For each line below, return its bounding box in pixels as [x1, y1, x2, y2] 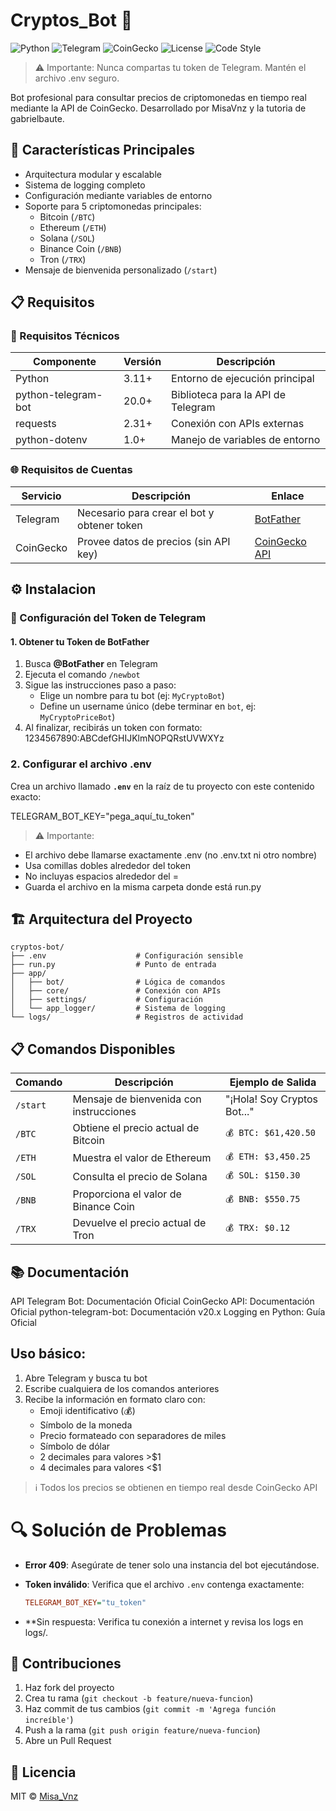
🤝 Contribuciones [10, 1655, 122, 1672]
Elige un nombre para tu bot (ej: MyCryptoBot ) [39, 690, 225, 702]
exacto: [10, 790, 42, 803]
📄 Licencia [10, 1764, 77, 1781]
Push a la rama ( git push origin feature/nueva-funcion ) [24, 1724, 261, 1736]
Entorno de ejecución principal [171, 372, 315, 386]
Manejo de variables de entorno [171, 433, 321, 447]
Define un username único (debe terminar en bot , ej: [39, 700, 257, 713]
